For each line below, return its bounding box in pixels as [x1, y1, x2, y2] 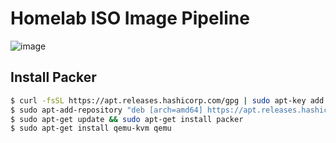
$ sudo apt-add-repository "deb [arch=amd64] [10, 105, 203, 115]
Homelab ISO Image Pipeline [10, 7, 250, 30]
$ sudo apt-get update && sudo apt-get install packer [10, 114, 244, 124]
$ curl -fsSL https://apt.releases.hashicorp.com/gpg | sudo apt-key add [10, 95, 325, 106]
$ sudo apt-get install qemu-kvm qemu [10, 123, 172, 134]
